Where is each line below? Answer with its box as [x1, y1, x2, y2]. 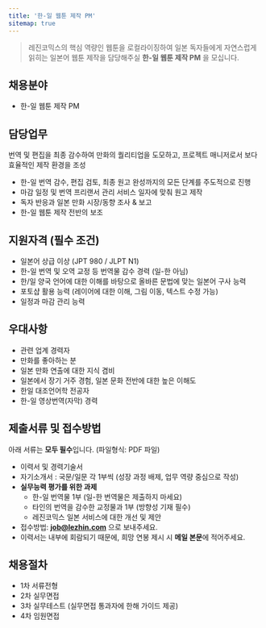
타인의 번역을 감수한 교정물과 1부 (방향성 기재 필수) [31, 501, 191, 512]
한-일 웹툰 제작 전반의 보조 [19, 207, 103, 218]
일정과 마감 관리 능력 [19, 296, 85, 306]
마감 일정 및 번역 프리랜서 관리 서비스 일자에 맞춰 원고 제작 [19, 187, 203, 198]
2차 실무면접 [19, 591, 60, 601]
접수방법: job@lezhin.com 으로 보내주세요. [19, 522, 159, 532]
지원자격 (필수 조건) [8, 233, 100, 247]
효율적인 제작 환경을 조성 [8, 160, 86, 170]
